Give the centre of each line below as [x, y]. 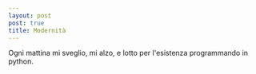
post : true [26, 23]
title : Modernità [37, 30]
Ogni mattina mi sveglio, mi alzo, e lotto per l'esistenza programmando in [128, 53]
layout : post [30, 16]
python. [21, 61]
